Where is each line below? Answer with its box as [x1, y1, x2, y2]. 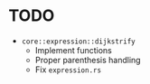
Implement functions [34, 44, 112, 55]
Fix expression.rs [34, 64, 101, 75]
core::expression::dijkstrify [21, 37, 136, 46]
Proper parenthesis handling [34, 54, 141, 65]
